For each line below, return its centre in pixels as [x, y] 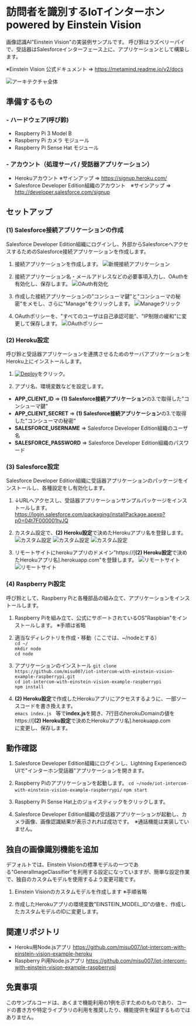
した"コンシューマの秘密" [45, 421]
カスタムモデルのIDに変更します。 [61, 911]
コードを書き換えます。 [48, 706]
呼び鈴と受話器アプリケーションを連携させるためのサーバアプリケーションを [98, 354]
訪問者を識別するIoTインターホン [85, 12]
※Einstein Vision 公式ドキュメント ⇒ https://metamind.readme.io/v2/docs [95, 69]
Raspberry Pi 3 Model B [43, 133]
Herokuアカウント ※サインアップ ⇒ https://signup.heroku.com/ [91, 178]
